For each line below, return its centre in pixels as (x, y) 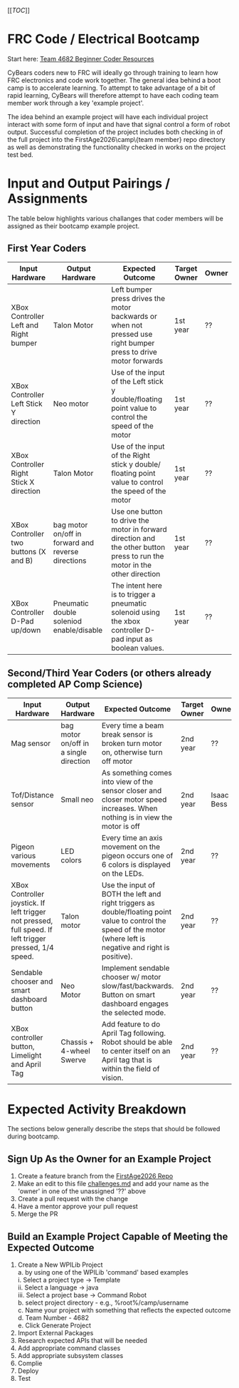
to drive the (130, 520)
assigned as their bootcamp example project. (74, 226)
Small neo (77, 800)
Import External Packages (55, 1333)
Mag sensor (31, 743)
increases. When (129, 808)
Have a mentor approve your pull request (78, 1206)
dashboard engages (135, 1004)
